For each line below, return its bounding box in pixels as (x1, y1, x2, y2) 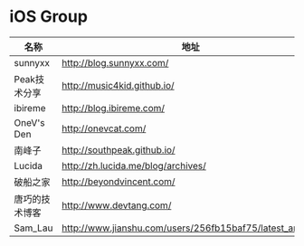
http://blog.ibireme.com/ (62, 101, 166, 114)
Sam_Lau (14, 222, 53, 234)
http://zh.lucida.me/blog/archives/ (62, 159, 206, 172)
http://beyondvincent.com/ (62, 175, 176, 187)
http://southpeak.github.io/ (62, 143, 176, 156)
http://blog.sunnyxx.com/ (62, 56, 169, 69)
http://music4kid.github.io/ (62, 79, 175, 91)
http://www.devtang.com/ (62, 199, 172, 212)
